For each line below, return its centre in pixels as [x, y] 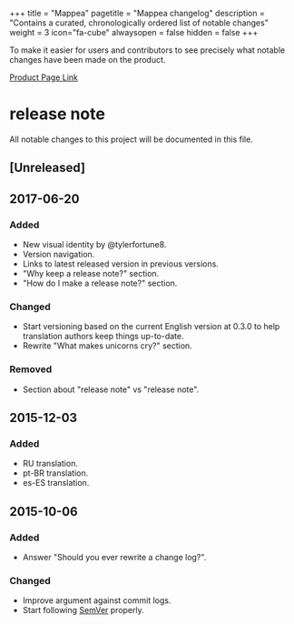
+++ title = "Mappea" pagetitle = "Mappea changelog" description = [137, 13]
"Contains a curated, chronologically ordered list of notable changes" [139, 23]
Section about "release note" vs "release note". [111, 389]
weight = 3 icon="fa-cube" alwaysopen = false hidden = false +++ [134, 32]
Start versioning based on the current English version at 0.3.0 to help [151, 327]
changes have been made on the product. [88, 60]
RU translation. [50, 464]
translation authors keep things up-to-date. [103, 337]
